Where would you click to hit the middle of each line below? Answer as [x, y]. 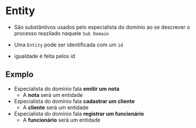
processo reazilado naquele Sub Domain [61, 33]
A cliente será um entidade [56, 107]
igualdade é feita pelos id [45, 56]
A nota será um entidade [53, 95]
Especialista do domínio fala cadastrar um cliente [74, 101]
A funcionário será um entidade [62, 120]
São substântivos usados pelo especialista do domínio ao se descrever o [102, 27]
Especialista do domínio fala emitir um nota [67, 89]
